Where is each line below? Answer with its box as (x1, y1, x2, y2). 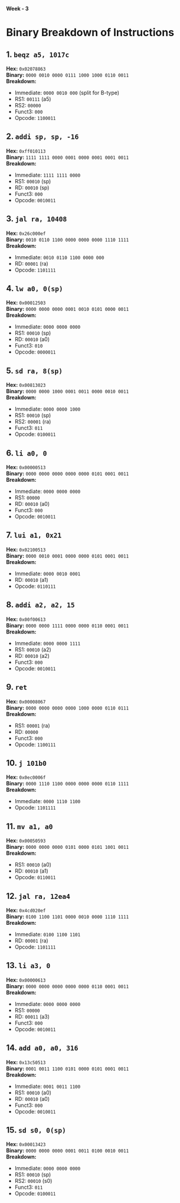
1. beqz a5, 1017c (6, 49, 70, 59)
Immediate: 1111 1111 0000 (14, 171, 81, 179)
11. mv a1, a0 (6, 821, 53, 831)
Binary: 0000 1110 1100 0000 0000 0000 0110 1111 (6, 780, 129, 787)
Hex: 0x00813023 (6, 381, 46, 389)
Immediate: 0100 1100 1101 (14, 931, 81, 938)
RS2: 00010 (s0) (14, 1177, 53, 1185)
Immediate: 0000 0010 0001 (14, 569, 81, 577)
